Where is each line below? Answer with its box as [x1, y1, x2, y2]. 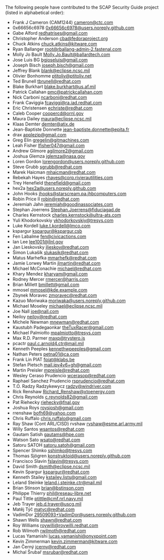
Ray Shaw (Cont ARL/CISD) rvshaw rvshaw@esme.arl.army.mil [12, 421, 143, 427]
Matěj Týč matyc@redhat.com [12, 506, 75, 512]
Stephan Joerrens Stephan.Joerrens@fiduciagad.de [12, 206, 120, 213]
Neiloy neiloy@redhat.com [12, 314, 68, 319]
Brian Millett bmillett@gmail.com [12, 282, 79, 288]
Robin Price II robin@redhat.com [12, 196, 80, 202]
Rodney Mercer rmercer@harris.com [12, 276, 89, 282]
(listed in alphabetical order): [5, 10, 65, 16]
